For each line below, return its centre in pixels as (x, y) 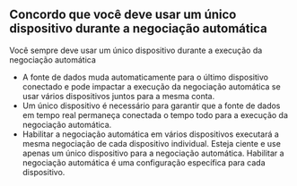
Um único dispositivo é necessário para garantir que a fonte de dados (151, 106)
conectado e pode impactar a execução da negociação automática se (151, 86)
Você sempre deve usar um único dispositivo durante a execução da (136, 50)
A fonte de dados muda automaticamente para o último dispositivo (145, 77)
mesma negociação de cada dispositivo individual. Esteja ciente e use (151, 143)
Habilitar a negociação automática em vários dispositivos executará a (151, 134)
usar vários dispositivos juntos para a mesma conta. (118, 96)
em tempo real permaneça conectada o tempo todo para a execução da (155, 114)
